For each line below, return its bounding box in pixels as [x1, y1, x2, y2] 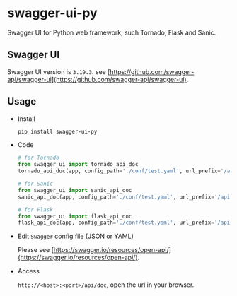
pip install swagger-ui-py [17, 128, 98, 135]
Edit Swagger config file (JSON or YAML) [17, 232, 134, 241]
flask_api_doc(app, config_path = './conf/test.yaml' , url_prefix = [17, 219, 214, 227]
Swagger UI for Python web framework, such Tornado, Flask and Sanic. [7, 28, 216, 37]
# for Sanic [17, 180, 53, 188]
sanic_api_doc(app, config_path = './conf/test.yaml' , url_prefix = [17, 193, 214, 201]
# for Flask [17, 206, 53, 213]
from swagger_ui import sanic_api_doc [17, 187, 132, 194]
